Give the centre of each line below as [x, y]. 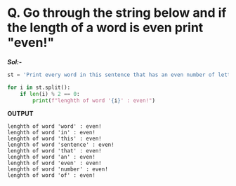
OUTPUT [20, 114]
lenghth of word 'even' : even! [54, 163]
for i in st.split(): [39, 87]
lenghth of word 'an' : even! [52, 157]
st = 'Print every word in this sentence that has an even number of [111, 75]
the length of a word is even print [105, 28]
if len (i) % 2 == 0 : [50, 94]
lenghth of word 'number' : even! [58, 169]
